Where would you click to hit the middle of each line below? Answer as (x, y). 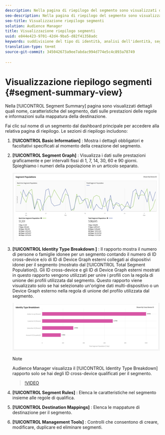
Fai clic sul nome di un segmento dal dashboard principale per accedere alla (82, 126)
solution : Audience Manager (34, 26)
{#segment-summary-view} (64, 92)
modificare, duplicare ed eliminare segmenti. (57, 427)
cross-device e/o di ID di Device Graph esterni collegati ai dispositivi (81, 260)
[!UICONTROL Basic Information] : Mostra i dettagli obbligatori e (78, 141)
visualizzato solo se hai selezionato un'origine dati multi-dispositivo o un (85, 286)
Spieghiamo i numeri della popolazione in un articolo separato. (75, 166)
